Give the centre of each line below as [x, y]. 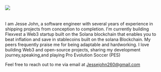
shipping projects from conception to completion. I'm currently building [77, 29]
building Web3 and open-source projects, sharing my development [73, 49]
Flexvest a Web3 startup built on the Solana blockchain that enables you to [80, 34]
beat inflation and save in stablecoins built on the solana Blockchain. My [78, 39]
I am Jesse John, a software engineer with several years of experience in [79, 24]
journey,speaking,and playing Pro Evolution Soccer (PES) [63, 55]
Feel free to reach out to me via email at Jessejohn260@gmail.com [73, 64]
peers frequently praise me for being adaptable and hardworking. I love [77, 45]
